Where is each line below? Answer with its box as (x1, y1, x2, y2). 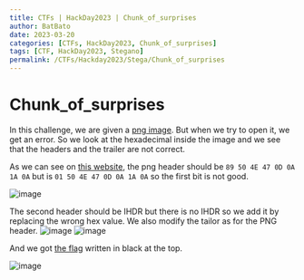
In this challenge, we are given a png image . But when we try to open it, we (9, 124, 290, 135)
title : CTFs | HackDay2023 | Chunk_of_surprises (9, 13, 197, 23)
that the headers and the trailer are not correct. (9, 143, 186, 154)
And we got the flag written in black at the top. (9, 242, 183, 254)
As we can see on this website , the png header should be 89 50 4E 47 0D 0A (9, 160, 295, 172)
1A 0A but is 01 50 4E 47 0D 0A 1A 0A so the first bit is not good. (9, 170, 250, 181)
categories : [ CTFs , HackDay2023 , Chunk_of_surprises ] (9, 38, 218, 48)
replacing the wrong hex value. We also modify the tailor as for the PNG (9, 215, 278, 227)
